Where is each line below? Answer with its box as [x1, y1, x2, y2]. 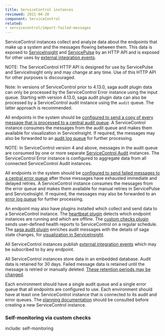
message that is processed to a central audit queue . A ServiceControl [5, 120, 146, 126]
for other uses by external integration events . [5, 55, 96, 60]
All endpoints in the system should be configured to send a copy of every [5, 114, 154, 120]
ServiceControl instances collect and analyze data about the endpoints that [5, 39, 158, 45]
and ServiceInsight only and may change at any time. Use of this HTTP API [5, 69, 156, 75]
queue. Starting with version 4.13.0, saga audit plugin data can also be [5, 94, 147, 101]
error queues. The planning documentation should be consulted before [5, 297, 149, 303]
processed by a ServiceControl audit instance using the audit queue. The [5, 100, 154, 106]
